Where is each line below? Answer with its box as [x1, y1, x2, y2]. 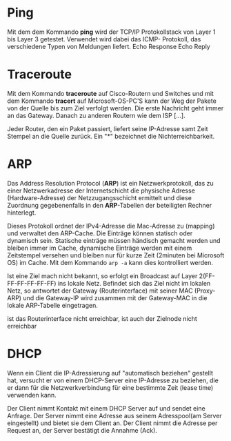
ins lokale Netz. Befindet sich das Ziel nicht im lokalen [57, 279, 211, 287]
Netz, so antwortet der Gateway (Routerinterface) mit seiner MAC [7, 286, 193, 295]
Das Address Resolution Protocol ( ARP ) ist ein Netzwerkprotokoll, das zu [7, 179, 214, 187]
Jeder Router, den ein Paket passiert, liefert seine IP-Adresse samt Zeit [7, 124, 208, 133]
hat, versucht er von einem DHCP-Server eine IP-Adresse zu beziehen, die [7, 376, 219, 384]
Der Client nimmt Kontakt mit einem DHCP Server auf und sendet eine [7, 404, 205, 412]
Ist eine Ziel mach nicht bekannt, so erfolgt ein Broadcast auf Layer [7, 271, 198, 280]
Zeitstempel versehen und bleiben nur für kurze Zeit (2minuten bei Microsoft [7, 251, 225, 259]
